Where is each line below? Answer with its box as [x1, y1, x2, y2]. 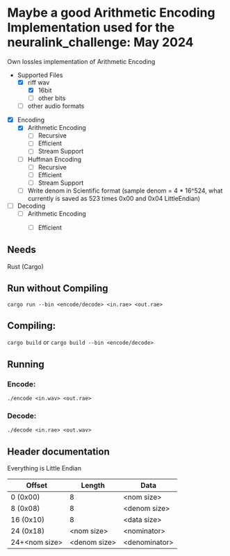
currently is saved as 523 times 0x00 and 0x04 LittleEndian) [27, 194, 200, 202]
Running [7, 358, 45, 370]
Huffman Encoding [27, 155, 82, 163]
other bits [38, 94, 66, 102]
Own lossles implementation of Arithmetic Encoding [7, 57, 156, 65]
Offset [26, 481, 47, 491]
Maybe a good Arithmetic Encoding [7, 5, 215, 21]
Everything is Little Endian [7, 464, 82, 473]
